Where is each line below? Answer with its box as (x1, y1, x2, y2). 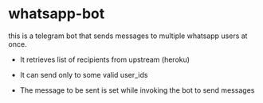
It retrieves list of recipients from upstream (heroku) (19, 55, 190, 64)
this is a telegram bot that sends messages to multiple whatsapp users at (8, 31, 248, 40)
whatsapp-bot (8, 5, 105, 23)
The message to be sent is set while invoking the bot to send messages (19, 85, 255, 95)
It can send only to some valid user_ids (19, 70, 148, 79)
